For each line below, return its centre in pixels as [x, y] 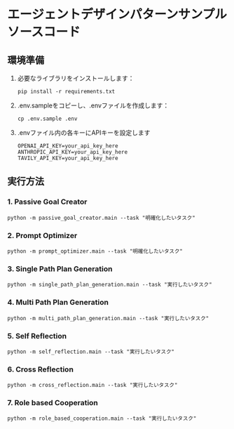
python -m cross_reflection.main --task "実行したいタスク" [92, 385]
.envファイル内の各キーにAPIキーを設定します [84, 133]
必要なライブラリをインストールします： [76, 78]
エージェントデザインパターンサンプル [117, 14]
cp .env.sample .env [47, 119]
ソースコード [44, 32]
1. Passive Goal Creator [47, 202]
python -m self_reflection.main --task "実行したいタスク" [91, 352]
